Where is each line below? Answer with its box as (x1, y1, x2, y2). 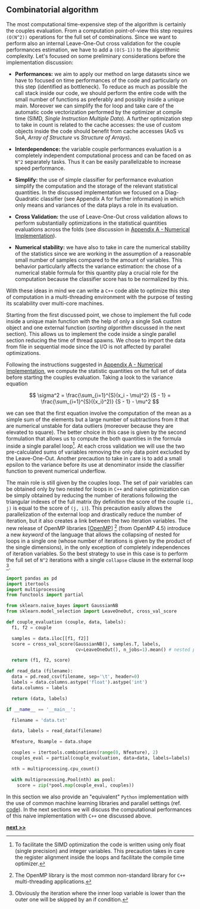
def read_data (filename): (6, 668, 73, 674)
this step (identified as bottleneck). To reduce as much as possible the (14, 83, 187, 90)
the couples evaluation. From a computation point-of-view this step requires (6, 27, 193, 34)
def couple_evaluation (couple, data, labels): (6, 619, 127, 625)
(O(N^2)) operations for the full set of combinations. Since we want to (6, 33, 177, 41)
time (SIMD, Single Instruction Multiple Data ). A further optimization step (14, 115, 193, 122)
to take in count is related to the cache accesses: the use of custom (14, 121, 182, 128)
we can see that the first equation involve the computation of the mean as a (6, 409, 192, 417)
